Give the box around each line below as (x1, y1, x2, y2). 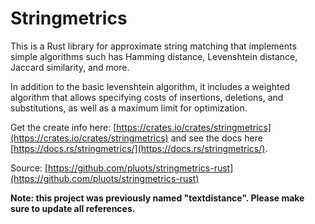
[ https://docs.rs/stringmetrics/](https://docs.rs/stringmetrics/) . (10, 142, 268, 154)
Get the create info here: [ (10, 121, 117, 133)
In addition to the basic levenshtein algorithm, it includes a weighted (10, 80, 291, 92)
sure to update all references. (10, 202, 136, 214)
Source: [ (10, 162, 48, 174)
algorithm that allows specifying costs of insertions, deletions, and (10, 91, 284, 103)
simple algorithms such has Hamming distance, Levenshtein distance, (10, 50, 298, 62)
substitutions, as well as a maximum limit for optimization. (10, 102, 248, 114)
